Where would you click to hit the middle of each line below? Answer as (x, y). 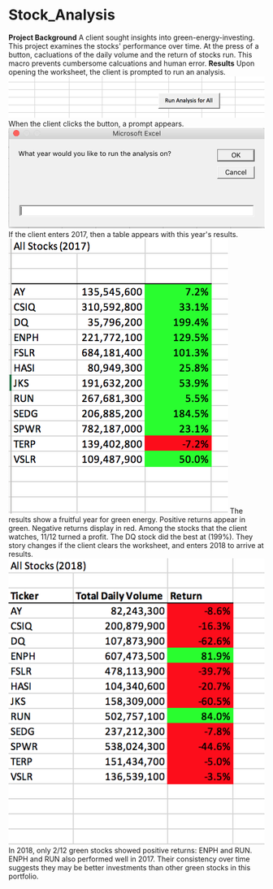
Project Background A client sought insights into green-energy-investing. (132, 37)
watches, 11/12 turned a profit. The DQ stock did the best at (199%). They (131, 537)
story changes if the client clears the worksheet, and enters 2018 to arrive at (136, 546)
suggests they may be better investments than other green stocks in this (130, 867)
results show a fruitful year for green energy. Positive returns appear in (127, 520)
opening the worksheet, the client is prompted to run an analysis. (117, 71)
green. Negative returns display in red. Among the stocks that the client (128, 529)
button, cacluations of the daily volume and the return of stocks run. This (130, 54)
